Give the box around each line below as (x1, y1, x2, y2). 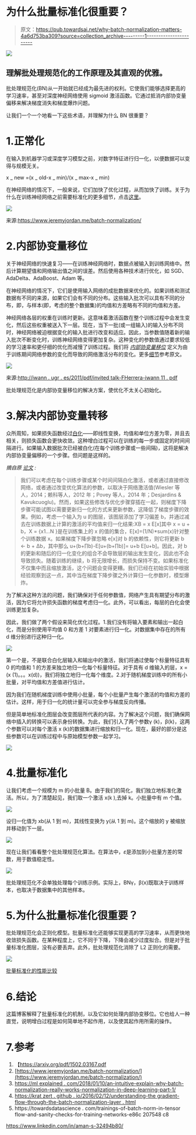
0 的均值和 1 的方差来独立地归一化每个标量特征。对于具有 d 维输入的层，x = (6, 664, 188, 671)
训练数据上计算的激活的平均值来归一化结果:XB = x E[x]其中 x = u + (30, 520, 190, 527)
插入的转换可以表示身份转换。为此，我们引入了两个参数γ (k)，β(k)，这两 (16, 718, 190, 725)
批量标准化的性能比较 (6, 967, 57, 975)
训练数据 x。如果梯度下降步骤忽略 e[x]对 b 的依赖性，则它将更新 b (25, 535, 185, 542)
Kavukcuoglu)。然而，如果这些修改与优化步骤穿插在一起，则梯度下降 (20, 498, 187, 505)
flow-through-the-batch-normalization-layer (14, 1099, 121, 1106)
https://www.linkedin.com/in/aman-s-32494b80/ (6, 1122, 124, 1130)
